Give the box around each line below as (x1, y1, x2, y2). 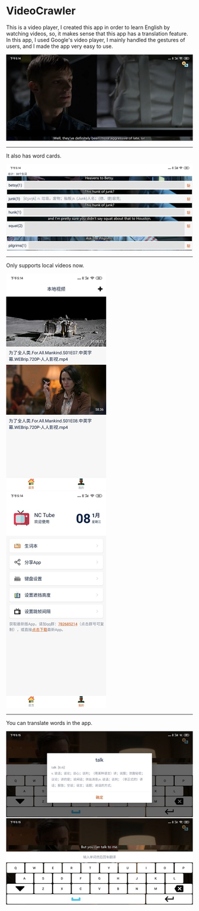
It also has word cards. (6, 152, 62, 159)
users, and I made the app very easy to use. (6, 43, 114, 50)
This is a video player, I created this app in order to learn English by (6, 24, 170, 31)
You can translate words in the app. (6, 719, 93, 726)
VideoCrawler (6, 4, 76, 18)
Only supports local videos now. (6, 262, 85, 269)
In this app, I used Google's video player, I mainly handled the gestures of (6, 36, 185, 43)
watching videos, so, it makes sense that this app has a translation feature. (6, 30, 188, 37)
